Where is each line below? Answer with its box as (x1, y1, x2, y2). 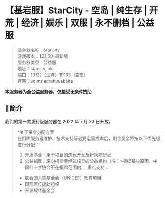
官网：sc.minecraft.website (17, 78, 73, 84)
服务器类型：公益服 (17, 59, 57, 65)
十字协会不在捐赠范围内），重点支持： (33, 164, 110, 170)
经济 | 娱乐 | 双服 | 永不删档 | (21, 17, 135, 29)
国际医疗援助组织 (24, 181, 60, 187)
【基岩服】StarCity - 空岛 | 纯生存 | (5, 5, 147, 16)
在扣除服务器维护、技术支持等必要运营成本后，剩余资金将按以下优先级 (17, 135, 161, 141)
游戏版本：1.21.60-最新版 (17, 53, 68, 59)
